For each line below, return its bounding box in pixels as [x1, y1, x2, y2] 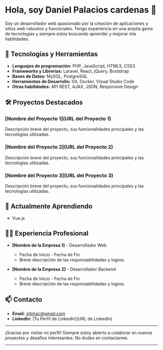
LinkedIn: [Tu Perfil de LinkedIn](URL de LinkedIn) [12, 316, 113, 322]
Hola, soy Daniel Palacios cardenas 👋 [5, 4, 157, 16]
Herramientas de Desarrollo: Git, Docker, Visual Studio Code [12, 78, 134, 84]
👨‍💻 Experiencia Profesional [5, 229, 89, 238]
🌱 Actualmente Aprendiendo [5, 202, 93, 210]
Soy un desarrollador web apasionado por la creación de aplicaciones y [5, 20, 148, 26]
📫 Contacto [5, 296, 42, 304]
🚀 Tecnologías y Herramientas [5, 50, 98, 58]
